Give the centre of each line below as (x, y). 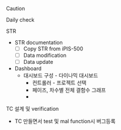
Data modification (45, 56)
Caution (16, 8)
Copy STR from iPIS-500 (53, 49)
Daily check (20, 20)
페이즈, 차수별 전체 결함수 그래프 (69, 90)
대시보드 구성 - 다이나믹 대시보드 (61, 76)
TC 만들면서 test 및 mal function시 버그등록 (65, 121)
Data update (38, 62)
